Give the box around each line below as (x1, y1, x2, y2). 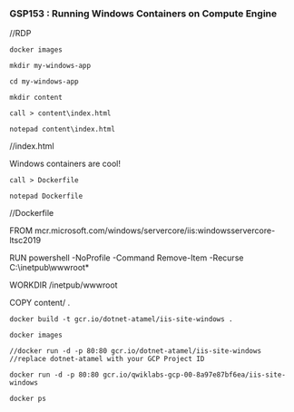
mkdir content (9, 93, 64, 103)
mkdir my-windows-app (9, 62, 92, 71)
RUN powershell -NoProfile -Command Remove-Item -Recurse (9, 252, 244, 263)
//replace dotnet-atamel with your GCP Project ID (9, 355, 205, 364)
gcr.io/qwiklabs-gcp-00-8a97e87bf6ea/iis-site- (103, 370, 286, 379)
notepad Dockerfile (9, 191, 83, 201)
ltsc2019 (9, 235, 42, 246)
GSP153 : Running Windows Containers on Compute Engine (9, 7, 278, 20)
